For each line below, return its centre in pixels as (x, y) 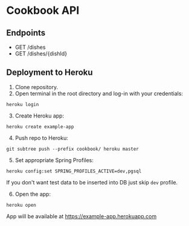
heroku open (21, 205)
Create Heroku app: (40, 116)
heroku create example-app (40, 127)
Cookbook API (43, 11)
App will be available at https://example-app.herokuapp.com (82, 216)
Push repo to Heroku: (41, 138)
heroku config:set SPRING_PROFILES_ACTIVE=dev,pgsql (74, 171)
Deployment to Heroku (50, 73)
